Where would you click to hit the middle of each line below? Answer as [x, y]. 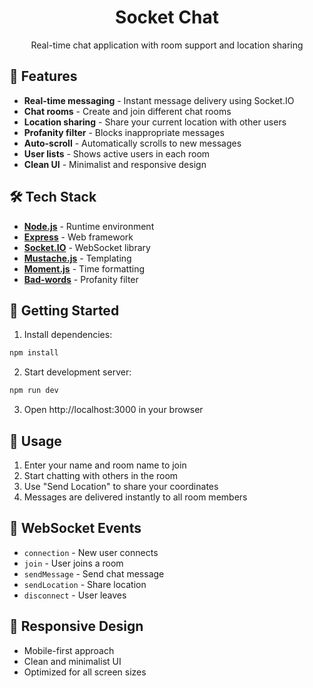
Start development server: [77, 372]
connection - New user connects [91, 552]
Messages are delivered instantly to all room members [135, 497]
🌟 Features [43, 76]
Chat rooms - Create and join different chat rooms [127, 111]
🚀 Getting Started [64, 310]
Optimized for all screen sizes [85, 672]
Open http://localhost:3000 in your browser [113, 410]
